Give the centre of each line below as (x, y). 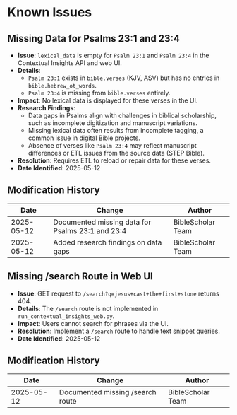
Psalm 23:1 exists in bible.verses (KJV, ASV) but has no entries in (124, 78)
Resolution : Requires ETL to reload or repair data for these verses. (114, 160)
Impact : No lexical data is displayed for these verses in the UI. (108, 100)
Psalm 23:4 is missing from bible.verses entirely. (99, 93)
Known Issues (50, 12)
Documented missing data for (102, 222)
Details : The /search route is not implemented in (88, 308)
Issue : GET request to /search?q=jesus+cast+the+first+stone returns (119, 293)
